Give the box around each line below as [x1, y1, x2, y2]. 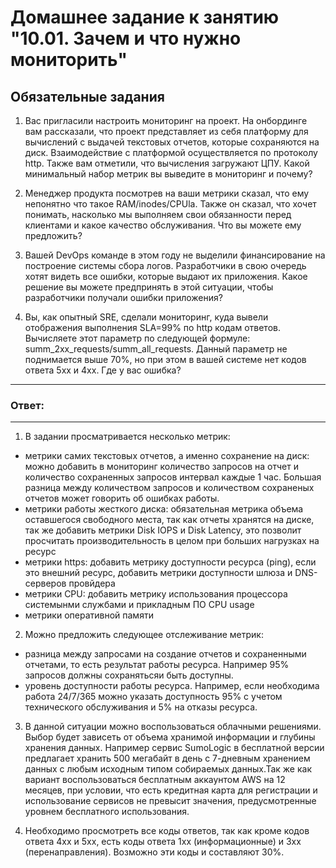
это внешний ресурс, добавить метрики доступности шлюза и [24, 567, 293, 579]
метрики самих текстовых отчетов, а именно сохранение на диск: [24, 450, 310, 462]
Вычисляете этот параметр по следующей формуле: [24, 332, 251, 344]
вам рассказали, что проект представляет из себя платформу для [24, 126, 309, 137]
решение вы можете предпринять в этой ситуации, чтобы [24, 281, 274, 293]
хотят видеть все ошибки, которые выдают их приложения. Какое [24, 271, 308, 282]
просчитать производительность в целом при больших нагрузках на [24, 535, 320, 547]
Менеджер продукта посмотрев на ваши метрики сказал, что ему [24, 187, 310, 199]
